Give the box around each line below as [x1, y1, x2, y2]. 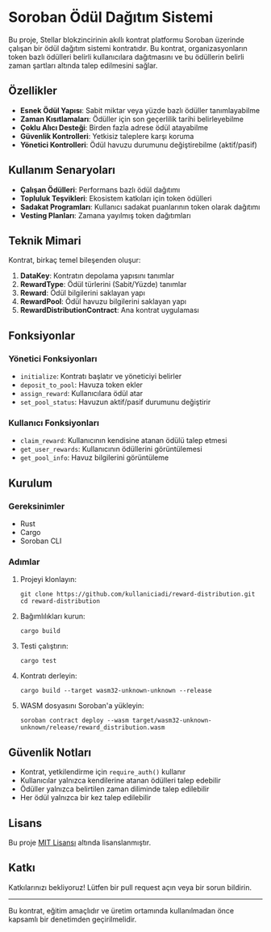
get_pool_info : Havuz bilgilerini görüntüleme [19, 453, 169, 462]
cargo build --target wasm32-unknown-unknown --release [19, 687, 212, 695]
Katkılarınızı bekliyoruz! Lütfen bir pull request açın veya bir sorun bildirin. [8, 882, 252, 892]
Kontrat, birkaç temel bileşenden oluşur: [8, 255, 141, 265]
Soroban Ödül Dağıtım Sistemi [8, 8, 214, 27]
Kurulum [8, 476, 53, 490]
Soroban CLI [19, 536, 62, 546]
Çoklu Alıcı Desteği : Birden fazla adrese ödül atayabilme [19, 122, 208, 133]
